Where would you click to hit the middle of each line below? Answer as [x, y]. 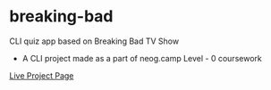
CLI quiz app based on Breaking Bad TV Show [94, 41]
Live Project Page [42, 75]
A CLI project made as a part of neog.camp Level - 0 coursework [142, 58]
